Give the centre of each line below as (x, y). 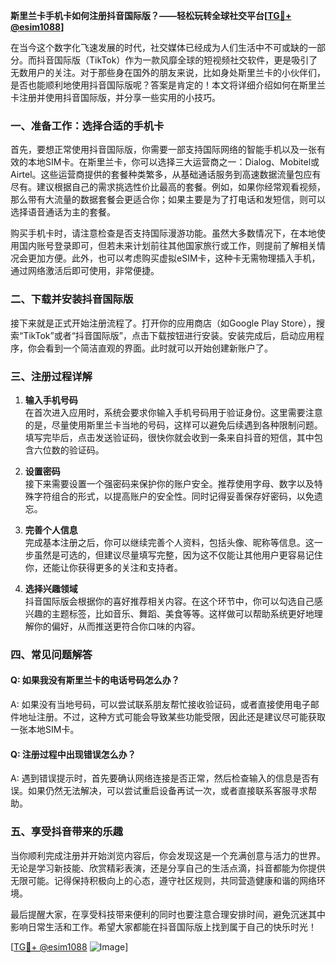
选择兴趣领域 (51, 588)
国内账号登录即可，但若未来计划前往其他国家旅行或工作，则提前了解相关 (167, 246)
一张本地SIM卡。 (45, 730)
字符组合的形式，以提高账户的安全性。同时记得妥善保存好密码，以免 (174, 496)
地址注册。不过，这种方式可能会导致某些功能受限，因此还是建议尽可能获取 (172, 717)
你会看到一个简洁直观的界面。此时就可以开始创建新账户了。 (150, 348)
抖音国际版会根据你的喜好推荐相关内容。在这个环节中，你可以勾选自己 (169, 601)
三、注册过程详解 (51, 376)
